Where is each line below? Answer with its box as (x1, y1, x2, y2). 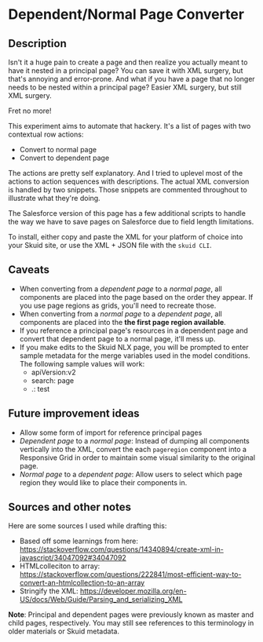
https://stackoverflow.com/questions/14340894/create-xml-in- (19, 545, 224, 554)
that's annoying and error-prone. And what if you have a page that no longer (8, 75, 255, 83)
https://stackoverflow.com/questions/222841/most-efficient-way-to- (19, 570, 242, 579)
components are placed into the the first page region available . (19, 317, 226, 326)
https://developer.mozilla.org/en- (79, 586, 187, 596)
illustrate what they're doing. (8, 194, 100, 202)
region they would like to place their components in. (19, 477, 188, 487)
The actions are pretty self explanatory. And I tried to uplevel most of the (8, 169, 243, 177)
